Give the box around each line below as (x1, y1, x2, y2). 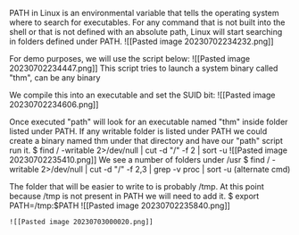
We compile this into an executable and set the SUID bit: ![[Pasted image (9, 89, 276, 100)
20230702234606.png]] (9, 99, 99, 110)
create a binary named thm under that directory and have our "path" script (9, 136, 283, 146)
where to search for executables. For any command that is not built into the (9, 17, 286, 28)
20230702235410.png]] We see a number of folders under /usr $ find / (9, 155, 270, 164)
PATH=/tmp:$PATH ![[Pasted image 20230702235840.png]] (9, 200, 230, 211)
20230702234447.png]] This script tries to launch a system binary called (9, 63, 278, 73)
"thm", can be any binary (9, 72, 101, 83)
